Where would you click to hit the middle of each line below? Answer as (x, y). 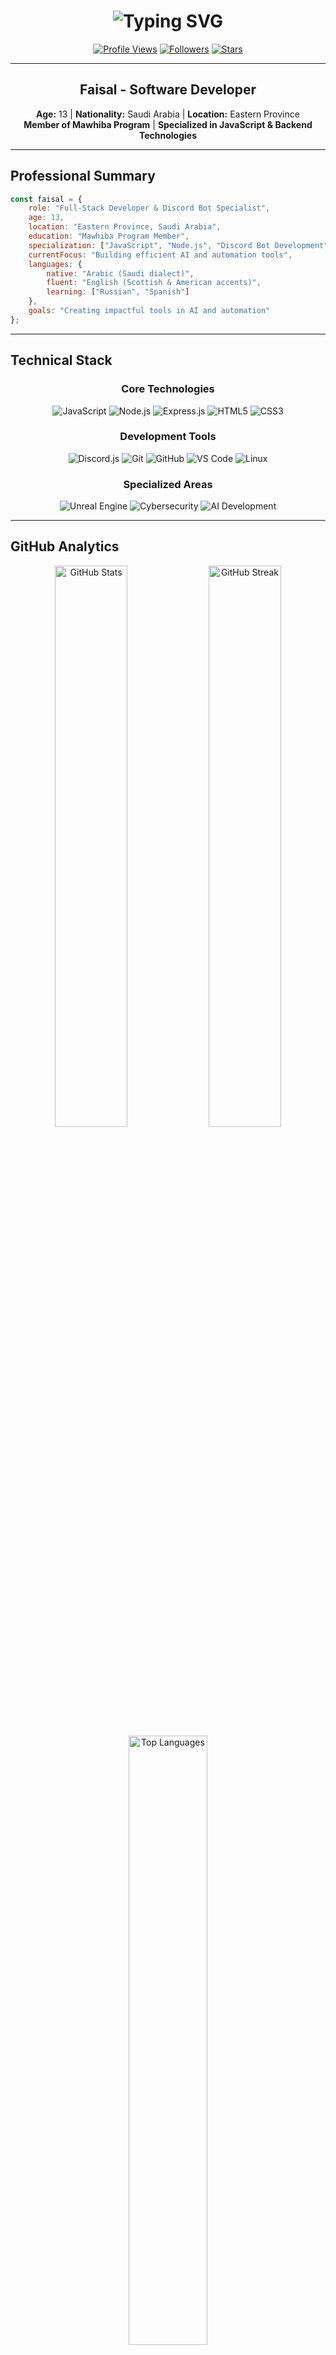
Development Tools (168, 437)
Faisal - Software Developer (168, 90)
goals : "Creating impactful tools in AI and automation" (149, 311)
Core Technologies (168, 389)
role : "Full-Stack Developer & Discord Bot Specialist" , (149, 208)
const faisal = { (46, 199)
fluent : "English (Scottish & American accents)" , (154, 283)
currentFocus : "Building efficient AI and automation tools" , (160, 255)
